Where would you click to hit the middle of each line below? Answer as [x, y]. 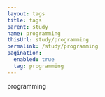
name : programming [34, 33]
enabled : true [34, 60]
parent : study [28, 27]
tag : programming [39, 66]
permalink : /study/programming [53, 46]
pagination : [24, 53]
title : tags [24, 20]
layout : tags [26, 14]
